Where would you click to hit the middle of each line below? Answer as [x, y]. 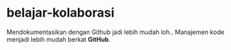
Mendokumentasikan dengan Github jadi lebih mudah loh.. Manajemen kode [115, 32]
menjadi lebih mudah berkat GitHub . [58, 39]
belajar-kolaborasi [61, 13]
